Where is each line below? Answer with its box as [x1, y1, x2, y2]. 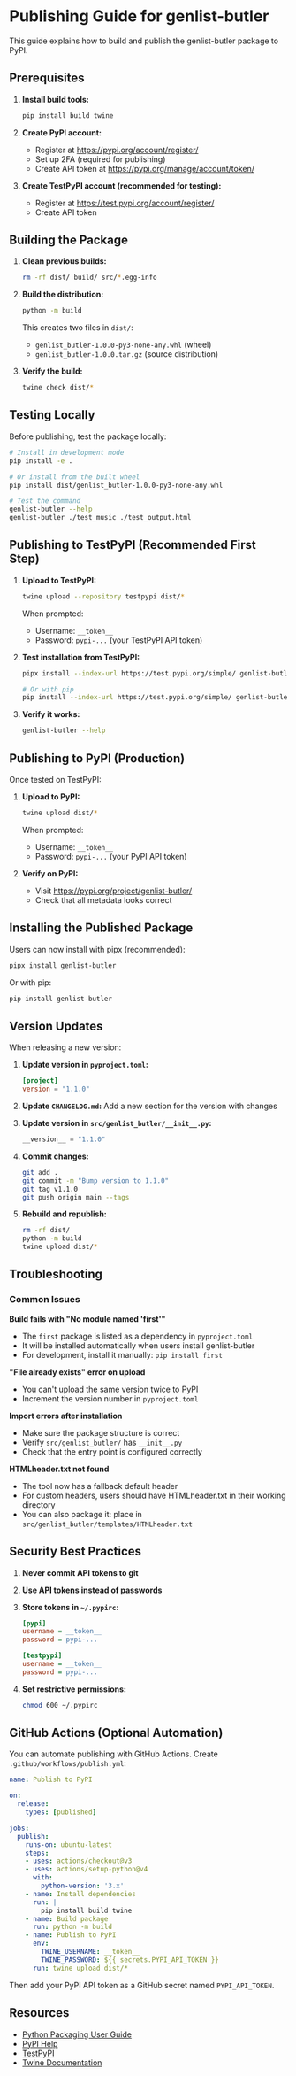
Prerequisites [9, 71, 85, 86]
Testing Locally [9, 407, 95, 422]
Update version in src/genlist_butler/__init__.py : [21, 1118, 212, 1128]
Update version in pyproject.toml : [21, 1060, 148, 1070]
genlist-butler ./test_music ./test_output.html [9, 513, 192, 522]
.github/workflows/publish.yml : [9, 1758, 126, 1769]
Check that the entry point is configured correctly [21, 1446, 203, 1457]
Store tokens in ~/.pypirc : [21, 1601, 119, 1612]
